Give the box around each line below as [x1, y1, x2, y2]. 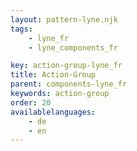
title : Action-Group [10, 70, 97, 80]
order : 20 [10, 97, 52, 108]
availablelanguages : [10, 107, 97, 117]
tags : [10, 24, 33, 34]
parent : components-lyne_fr [10, 79, 128, 90]
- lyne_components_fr [28, 42, 118, 53]
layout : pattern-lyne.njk [10, 14, 118, 25]
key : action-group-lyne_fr [10, 61, 123, 71]
